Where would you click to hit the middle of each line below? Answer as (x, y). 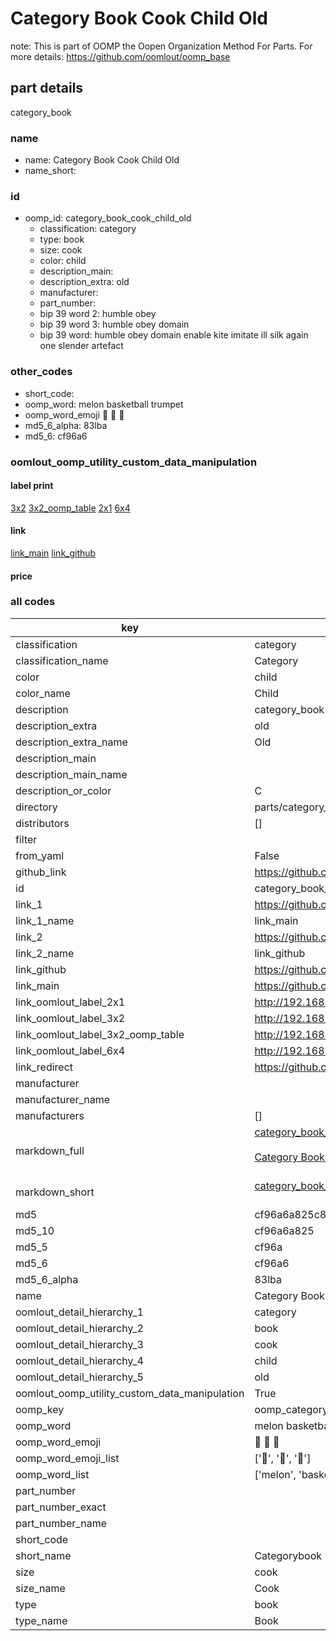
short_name (43, 1555)
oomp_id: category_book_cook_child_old (108, 218)
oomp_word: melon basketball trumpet (104, 404)
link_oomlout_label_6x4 (70, 1050)
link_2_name (45, 953)
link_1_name (45, 920)
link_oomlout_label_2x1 (70, 1002)
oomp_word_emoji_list (67, 1458)
